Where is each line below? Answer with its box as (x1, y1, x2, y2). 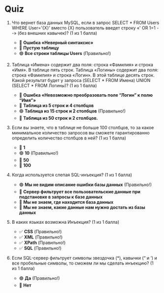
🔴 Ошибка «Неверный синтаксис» (19, 39, 94, 45)
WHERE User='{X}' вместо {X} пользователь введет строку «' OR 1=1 (11, 25, 156, 30)
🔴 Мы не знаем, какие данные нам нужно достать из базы (19, 204, 145, 210)
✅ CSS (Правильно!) (19, 228, 62, 234)
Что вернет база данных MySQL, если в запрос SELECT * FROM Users (11, 20, 160, 26)
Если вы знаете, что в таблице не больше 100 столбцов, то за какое (11, 124, 154, 131)
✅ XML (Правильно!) (19, 234, 63, 240)
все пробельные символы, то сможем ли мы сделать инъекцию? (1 (11, 260, 154, 266)
